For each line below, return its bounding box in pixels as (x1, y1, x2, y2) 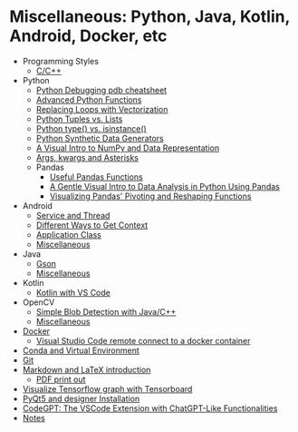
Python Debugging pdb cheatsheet (35, 84, 168, 95)
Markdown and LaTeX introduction (22, 364, 151, 375)
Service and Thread (35, 210, 111, 221)
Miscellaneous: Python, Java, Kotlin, (9, 6, 290, 27)
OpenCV (22, 297, 55, 308)
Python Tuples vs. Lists (35, 113, 123, 124)
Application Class (35, 229, 102, 240)
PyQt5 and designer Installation (22, 393, 140, 404)
